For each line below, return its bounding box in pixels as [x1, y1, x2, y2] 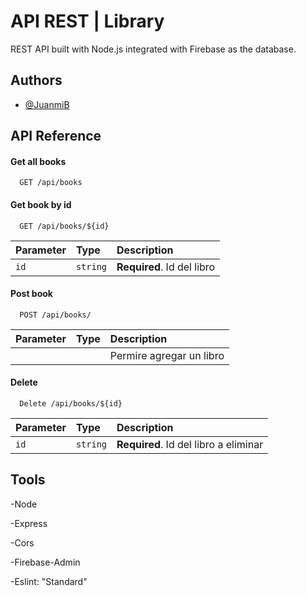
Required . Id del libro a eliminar [116, 437, 264, 451]
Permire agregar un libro [109, 348, 225, 362]
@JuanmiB [24, 98, 70, 110]
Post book [10, 288, 53, 300]
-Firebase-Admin [10, 556, 81, 568]
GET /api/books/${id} [19, 221, 110, 231]
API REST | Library [10, 10, 165, 33]
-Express [10, 517, 48, 529]
